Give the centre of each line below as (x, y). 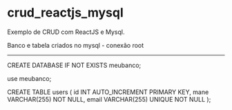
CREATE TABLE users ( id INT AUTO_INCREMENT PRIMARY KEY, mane (108, 92)
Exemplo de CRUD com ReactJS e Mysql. (66, 32)
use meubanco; (29, 78)
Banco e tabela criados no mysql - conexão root (76, 45)
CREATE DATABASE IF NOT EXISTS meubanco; (74, 65)
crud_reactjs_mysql (65, 13)
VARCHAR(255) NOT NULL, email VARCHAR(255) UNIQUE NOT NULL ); (109, 99)
